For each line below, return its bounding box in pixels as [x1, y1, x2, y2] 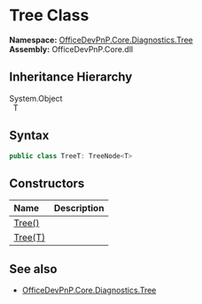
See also [9, 262, 58, 277]
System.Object [9, 93, 63, 103]
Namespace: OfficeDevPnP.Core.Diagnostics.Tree [9, 34, 193, 45]
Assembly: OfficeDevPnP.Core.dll [9, 43, 134, 54]
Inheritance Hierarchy [9, 70, 133, 85]
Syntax [9, 128, 50, 143]
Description [53, 202, 105, 215]
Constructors [9, 176, 85, 191]
